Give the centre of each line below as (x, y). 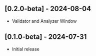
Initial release (25, 49)
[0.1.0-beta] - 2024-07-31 (46, 37)
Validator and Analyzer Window (44, 21)
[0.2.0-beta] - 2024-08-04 (48, 9)
